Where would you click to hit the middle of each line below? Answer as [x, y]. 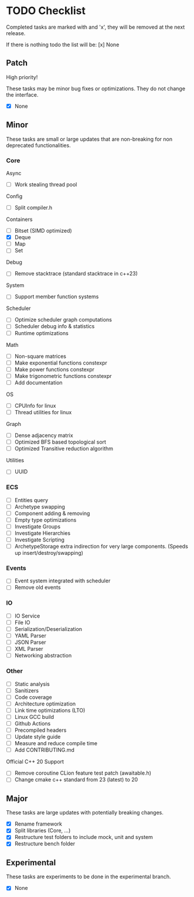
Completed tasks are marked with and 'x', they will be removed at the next [96, 27]
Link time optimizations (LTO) [50, 710]
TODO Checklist [46, 11]
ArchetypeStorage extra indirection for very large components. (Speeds [101, 547]
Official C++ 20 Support [35, 762]
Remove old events [38, 588]
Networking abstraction [43, 656]
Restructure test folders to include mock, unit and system [84, 837]
